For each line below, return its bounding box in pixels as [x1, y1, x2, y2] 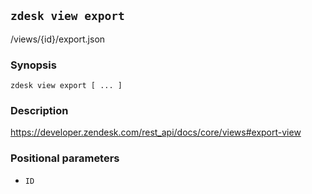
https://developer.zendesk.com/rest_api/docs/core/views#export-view [10, 126, 302, 139]
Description [10, 104, 69, 118]
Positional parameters [10, 151, 120, 165]
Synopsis [10, 58, 57, 72]
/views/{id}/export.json [10, 33, 106, 45]
